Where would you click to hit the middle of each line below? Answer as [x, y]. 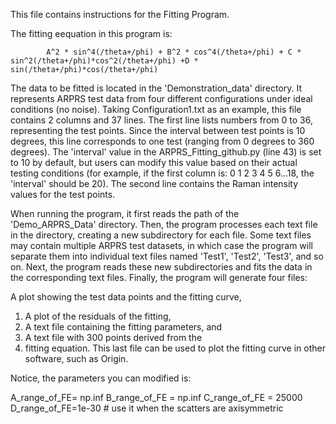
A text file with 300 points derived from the [113, 337]
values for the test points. [63, 194]
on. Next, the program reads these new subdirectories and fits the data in [161, 267]
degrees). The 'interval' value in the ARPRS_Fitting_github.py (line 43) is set [166, 152]
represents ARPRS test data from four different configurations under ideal [161, 98]
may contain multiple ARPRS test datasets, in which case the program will [161, 245]
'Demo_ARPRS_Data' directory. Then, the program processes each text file [164, 224]
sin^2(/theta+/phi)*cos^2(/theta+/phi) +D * [104, 61]
